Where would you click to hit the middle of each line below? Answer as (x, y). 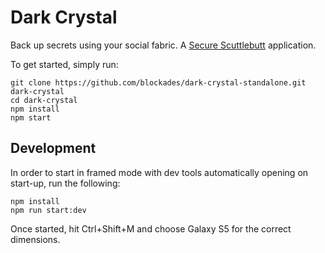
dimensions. (35, 239)
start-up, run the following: (65, 183)
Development (53, 148)
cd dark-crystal (44, 100)
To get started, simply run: (64, 64)
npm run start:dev (48, 210)
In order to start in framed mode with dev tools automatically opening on (159, 172)
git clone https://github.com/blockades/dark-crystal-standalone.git (158, 82)
